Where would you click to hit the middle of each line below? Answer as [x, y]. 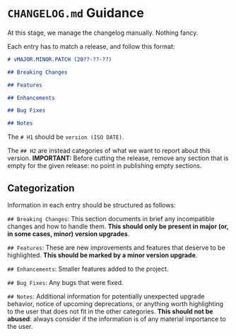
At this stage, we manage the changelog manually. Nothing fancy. [103, 33]
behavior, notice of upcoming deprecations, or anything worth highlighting [116, 304]
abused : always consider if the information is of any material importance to [117, 319]
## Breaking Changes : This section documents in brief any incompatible [111, 219]
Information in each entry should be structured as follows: [92, 205]
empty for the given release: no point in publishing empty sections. [105, 166]
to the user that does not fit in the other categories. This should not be [110, 311]
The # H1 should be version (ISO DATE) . [66, 137]
